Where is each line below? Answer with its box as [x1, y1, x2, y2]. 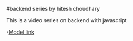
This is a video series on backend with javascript [6, 17, 127, 24]
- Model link [6, 28, 35, 36]
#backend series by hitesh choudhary [6, 5, 101, 12]
